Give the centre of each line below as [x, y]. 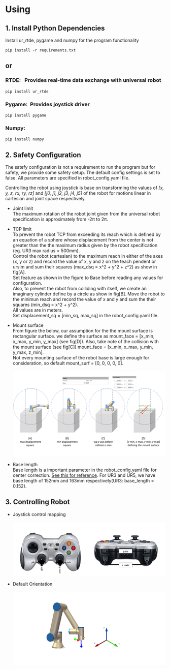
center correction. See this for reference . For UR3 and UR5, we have [84, 475]
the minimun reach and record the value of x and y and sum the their [84, 299]
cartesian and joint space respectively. [46, 199]
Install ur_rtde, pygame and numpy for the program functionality [72, 40]
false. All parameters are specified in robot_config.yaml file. [67, 178]
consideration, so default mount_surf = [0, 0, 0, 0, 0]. [68, 363]
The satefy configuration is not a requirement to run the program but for [80, 167]
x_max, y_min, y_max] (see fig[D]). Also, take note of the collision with [86, 342]
